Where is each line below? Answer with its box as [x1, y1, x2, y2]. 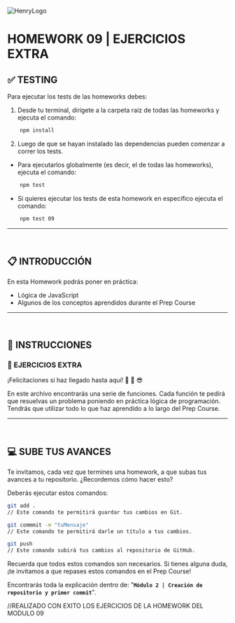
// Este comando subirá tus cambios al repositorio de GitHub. [7, 547, 196, 554]
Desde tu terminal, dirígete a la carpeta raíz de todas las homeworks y [17, 106, 220, 114]
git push [7, 540, 33, 547]
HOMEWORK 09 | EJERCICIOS [7, 31, 186, 47]
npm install [20, 127, 55, 134]
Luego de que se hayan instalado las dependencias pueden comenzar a [17, 139, 225, 148]
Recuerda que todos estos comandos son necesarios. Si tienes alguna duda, [7, 560, 228, 568]
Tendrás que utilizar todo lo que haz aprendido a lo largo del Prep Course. [7, 405, 220, 413]
